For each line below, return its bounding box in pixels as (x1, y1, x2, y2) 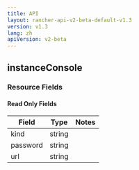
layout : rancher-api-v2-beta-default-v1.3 (7, 17, 132, 24)
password (10, 140, 43, 150)
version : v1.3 (7, 23, 49, 30)
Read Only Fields (7, 100, 57, 108)
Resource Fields (7, 83, 63, 92)
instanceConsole (7, 62, 83, 74)
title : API (7, 10, 39, 17)
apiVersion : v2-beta (7, 36, 67, 43)
